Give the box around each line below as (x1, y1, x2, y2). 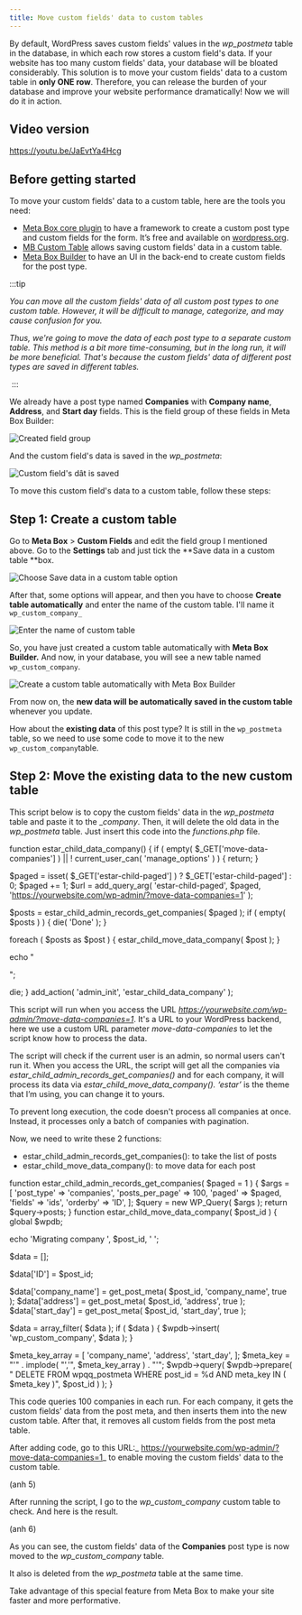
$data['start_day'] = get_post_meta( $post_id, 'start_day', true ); (9, 1305, 247, 1315)
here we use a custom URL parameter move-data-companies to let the (9, 1023, 273, 1034)
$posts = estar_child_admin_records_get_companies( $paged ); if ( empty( (9, 907, 286, 918)
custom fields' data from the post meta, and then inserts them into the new (9, 1405, 287, 1417)
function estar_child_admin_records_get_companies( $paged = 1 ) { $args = (9, 1177, 290, 1188)
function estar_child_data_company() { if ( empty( (9, 843, 193, 854)
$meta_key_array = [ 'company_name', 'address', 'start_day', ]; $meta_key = (9, 1350, 291, 1361)
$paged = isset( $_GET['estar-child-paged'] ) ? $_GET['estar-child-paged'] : (9, 870, 292, 881)
